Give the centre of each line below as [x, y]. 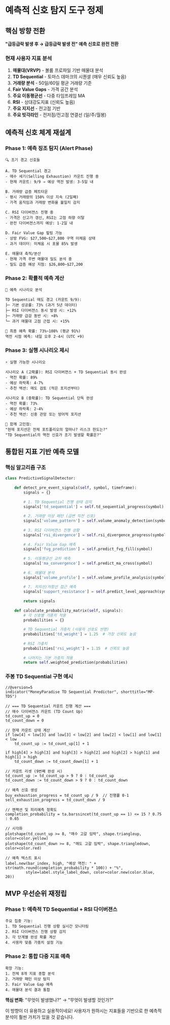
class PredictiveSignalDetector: [40, 478]
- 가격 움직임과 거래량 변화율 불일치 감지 [43, 202]
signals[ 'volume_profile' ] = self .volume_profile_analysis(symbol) [96, 577]
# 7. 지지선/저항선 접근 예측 [50, 587]
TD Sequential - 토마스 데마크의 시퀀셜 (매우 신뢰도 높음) [69, 77]
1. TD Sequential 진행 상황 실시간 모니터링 [47, 926]
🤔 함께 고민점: [18, 424]
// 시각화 [14, 828]
